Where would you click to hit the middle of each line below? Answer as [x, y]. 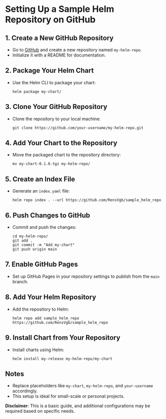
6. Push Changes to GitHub [48, 215]
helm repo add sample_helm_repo [46, 318]
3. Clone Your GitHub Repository [56, 107]
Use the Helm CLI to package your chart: [54, 82]
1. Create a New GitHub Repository [59, 38]
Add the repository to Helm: [41, 309]
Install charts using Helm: [38, 350]
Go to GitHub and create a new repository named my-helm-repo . [77, 50]
